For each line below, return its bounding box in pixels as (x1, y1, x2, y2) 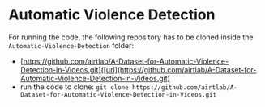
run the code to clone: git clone (19, 82, 129, 92)
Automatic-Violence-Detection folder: (8, 40, 134, 50)
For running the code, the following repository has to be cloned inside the (8, 32, 254, 42)
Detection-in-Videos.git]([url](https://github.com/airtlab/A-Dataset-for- (19, 64, 257, 74)
